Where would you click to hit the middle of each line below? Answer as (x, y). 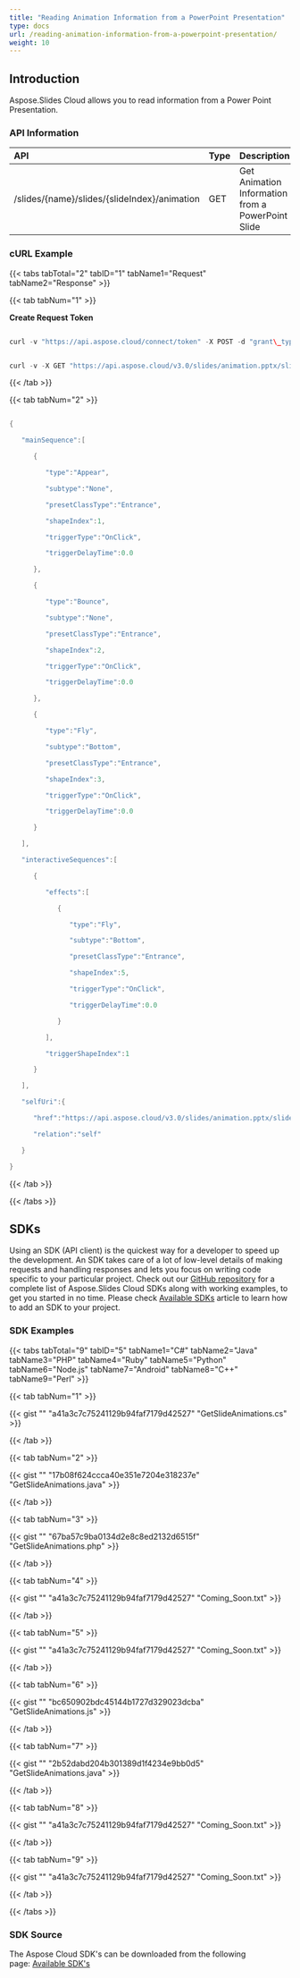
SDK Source (36, 1934)
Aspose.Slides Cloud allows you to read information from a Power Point (141, 100)
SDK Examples (42, 1331)
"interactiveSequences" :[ (69, 860)
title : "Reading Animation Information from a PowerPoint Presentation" (147, 17)
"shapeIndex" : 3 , (75, 779)
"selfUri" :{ (43, 1102)
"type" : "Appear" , (77, 473)
